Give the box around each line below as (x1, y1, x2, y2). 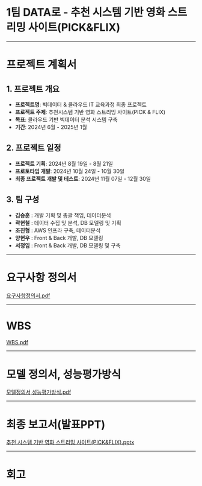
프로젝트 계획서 (6, 58, 77, 72)
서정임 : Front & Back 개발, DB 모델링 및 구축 (14, 242, 121, 249)
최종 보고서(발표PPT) (6, 417, 106, 431)
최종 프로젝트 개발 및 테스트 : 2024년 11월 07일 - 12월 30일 (14, 175, 151, 182)
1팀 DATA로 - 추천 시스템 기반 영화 (6, 5, 165, 19)
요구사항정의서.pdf (6, 292, 50, 299)
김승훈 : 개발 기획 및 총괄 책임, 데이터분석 (14, 212, 111, 219)
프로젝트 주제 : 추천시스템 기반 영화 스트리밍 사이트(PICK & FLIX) (14, 108, 166, 115)
